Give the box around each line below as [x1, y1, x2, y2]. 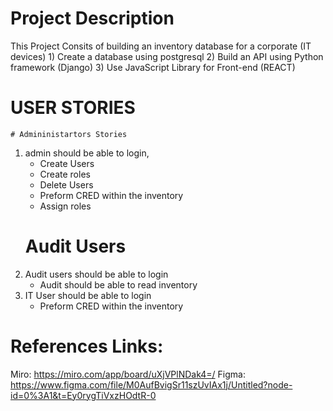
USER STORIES [10, 97, 136, 119]
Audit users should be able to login [24, 268, 169, 280]
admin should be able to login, [24, 147, 150, 159]
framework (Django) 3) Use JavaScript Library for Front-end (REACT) [10, 61, 296, 73]
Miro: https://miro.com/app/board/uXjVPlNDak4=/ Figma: [10, 368, 246, 380]
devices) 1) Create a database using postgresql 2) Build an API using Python [10, 50, 324, 62]
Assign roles [39, 200, 92, 212]
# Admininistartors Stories [10, 129, 128, 139]
